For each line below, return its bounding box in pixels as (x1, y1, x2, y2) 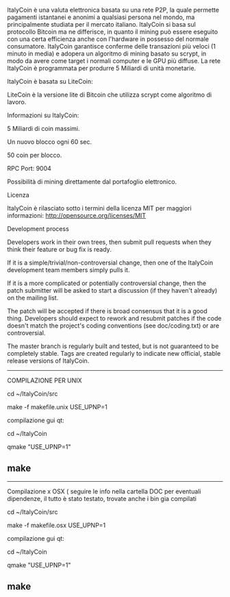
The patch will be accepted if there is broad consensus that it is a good (7, 307, 207, 315)
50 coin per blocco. (7, 151, 62, 159)
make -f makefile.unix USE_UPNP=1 (7, 403, 107, 411)
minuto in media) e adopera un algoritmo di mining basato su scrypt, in (7, 49, 207, 58)
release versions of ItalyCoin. (7, 356, 90, 365)
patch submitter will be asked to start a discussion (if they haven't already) (7, 287, 218, 294)
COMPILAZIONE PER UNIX (7, 376, 82, 385)
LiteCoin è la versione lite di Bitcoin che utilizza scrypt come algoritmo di (7, 90, 212, 99)
